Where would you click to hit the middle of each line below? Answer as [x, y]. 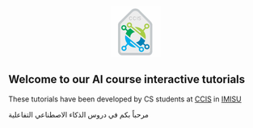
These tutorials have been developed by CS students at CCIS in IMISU [125, 99]
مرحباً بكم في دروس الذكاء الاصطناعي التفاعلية [79, 114]
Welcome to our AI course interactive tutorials [127, 79]
